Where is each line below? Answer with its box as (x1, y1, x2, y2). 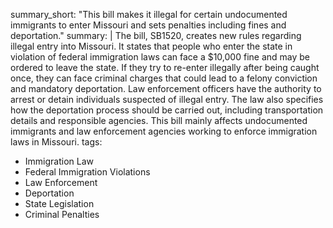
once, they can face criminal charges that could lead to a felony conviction (10, 72, 318, 84)
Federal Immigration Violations (24, 166, 151, 178)
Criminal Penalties (24, 209, 100, 220)
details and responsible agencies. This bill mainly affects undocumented (10, 115, 308, 126)
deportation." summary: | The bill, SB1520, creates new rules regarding (10, 30, 302, 41)
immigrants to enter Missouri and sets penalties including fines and (10, 19, 287, 31)
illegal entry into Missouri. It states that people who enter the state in (10, 40, 293, 52)
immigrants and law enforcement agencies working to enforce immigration (10, 125, 318, 137)
